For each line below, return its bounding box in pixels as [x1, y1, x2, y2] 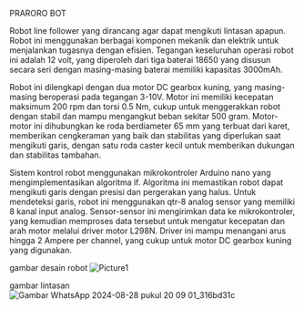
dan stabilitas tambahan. [9, 149, 102, 160]
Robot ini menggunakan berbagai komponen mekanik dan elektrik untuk [9, 36, 279, 46]
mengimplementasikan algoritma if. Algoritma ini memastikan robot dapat [9, 177, 284, 188]
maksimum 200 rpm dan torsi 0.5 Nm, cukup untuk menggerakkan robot [9, 101, 280, 112]
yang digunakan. [9, 245, 73, 255]
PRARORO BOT [9, 8, 66, 18]
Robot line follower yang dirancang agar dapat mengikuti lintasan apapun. [9, 26, 287, 36]
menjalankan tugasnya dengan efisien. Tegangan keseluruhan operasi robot [9, 45, 294, 56]
